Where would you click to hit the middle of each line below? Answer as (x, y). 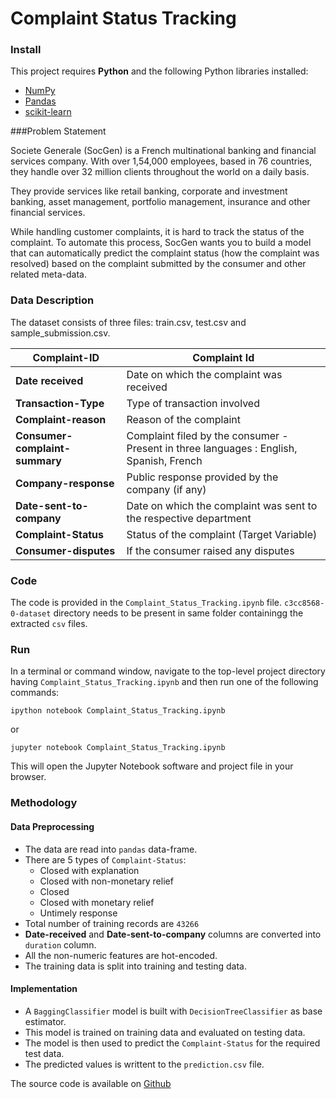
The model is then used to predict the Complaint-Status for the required (172, 1043)
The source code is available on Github (91, 1083)
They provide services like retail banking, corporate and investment (149, 191)
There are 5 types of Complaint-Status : (105, 859)
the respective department (189, 518)
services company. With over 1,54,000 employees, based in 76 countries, (161, 161)
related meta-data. (48, 274)
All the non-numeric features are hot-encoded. (121, 955)
